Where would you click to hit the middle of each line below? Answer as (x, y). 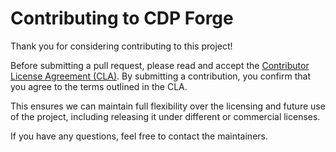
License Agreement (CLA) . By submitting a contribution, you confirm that (160, 76)
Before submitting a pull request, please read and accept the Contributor (160, 65)
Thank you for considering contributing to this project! (121, 46)
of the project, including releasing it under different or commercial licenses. (165, 116)
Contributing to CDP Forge (122, 18)
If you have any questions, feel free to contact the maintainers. (139, 136)
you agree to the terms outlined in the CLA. (99, 86)
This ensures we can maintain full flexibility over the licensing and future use (168, 106)
